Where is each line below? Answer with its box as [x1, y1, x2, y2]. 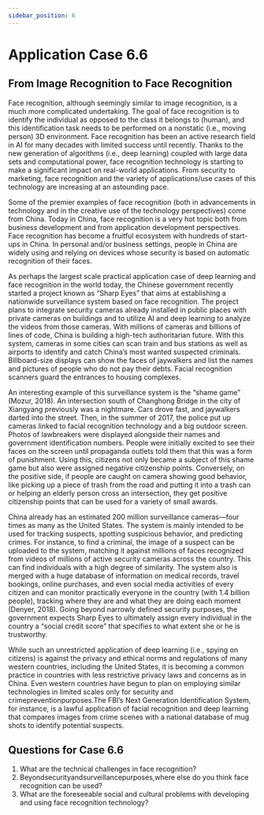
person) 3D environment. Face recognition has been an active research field [8, 131, 256, 141]
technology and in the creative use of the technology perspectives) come [8, 206, 247, 215]
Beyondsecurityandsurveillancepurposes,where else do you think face [19, 772, 249, 783]
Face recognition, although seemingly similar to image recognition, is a [8, 98, 238, 108]
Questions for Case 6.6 [8, 744, 125, 757]
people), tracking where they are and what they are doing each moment [8, 596, 242, 606]
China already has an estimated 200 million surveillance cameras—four [8, 511, 240, 522]
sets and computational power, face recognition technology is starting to [8, 157, 244, 166]
